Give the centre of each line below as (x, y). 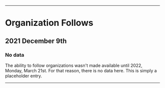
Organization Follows (49, 23)
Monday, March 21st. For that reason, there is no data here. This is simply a (81, 70)
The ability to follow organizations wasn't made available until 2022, (74, 65)
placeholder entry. (24, 76)
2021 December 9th (36, 41)
